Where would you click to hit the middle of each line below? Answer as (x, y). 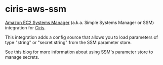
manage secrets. (22, 57)
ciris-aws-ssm (36, 9)
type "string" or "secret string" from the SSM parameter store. (68, 42)
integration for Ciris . (25, 27)
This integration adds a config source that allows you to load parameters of (81, 37)
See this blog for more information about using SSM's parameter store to (79, 52)
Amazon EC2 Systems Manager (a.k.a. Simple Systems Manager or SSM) (80, 22)
